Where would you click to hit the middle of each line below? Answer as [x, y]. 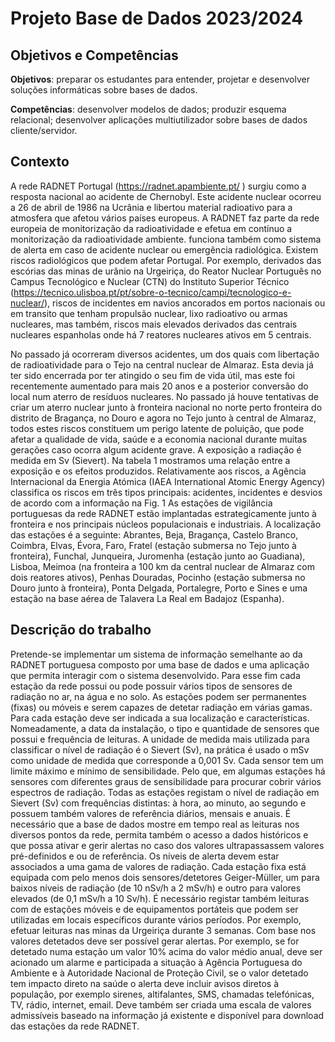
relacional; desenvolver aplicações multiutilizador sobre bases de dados [159, 120]
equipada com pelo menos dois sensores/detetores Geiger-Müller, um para [165, 877]
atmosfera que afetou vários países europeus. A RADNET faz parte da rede [165, 218]
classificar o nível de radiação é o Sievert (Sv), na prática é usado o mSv [160, 749]
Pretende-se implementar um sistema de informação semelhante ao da [156, 654]
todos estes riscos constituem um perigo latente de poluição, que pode [157, 428]
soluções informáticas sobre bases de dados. [104, 90]
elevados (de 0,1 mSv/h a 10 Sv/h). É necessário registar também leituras [160, 898]
